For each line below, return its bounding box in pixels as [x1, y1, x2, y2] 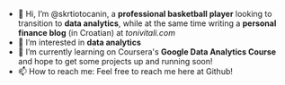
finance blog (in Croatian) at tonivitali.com [17, 28, 175, 38]
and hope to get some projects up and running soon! [17, 56, 213, 66]
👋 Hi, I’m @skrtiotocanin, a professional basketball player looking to [17, 9, 272, 19]
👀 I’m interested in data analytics [17, 37, 141, 47]
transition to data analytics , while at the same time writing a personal [17, 18, 277, 29]
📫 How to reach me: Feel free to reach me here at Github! [17, 66, 234, 76]
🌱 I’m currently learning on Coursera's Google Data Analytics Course [17, 47, 277, 57]
